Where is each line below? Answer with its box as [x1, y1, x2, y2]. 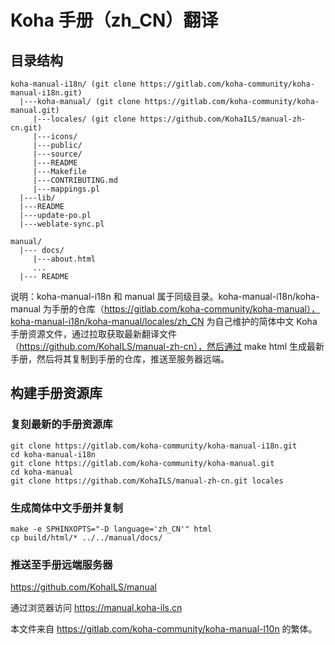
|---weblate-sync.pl [19, 219, 105, 229]
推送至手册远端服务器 [10, 557, 113, 571]
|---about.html [32, 254, 97, 264]
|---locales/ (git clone [32, 114, 137, 124]
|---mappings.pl [32, 184, 101, 194]
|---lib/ [19, 193, 56, 203]
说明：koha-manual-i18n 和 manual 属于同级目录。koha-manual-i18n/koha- [10, 291, 320, 302]
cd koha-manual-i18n [10, 449, 97, 460]
